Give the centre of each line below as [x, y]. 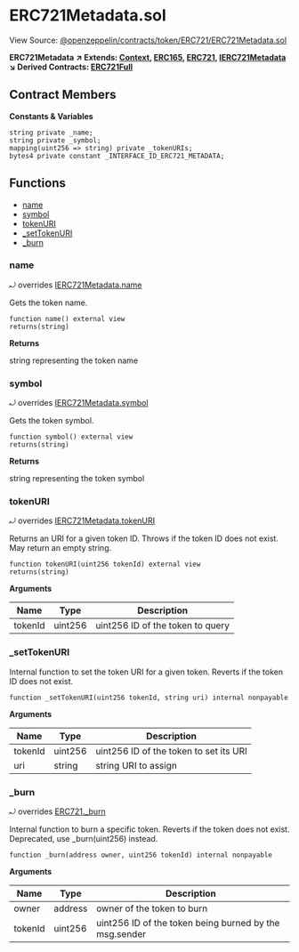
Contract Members [63, 95]
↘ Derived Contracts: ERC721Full [71, 67]
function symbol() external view [71, 437]
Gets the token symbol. [52, 421]
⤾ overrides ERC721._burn [58, 811]
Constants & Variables [51, 116]
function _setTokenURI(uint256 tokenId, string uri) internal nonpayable [149, 698]
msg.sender [121, 934]
